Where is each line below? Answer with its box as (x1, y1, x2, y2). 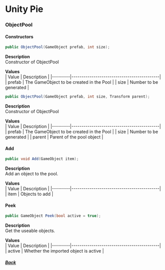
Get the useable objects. (5, 228, 56, 234)
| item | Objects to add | (5, 191, 54, 197)
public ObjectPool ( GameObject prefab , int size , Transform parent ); (5, 94, 150, 99)
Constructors (5, 33, 34, 39)
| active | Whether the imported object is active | (5, 248, 104, 254)
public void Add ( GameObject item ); (5, 156, 79, 161)
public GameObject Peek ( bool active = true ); (5, 213, 101, 219)
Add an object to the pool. (5, 171, 59, 177)
